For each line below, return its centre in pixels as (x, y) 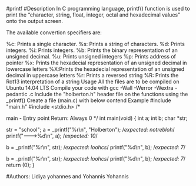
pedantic (17, 94)
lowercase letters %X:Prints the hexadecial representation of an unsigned (95, 69)
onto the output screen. (35, 21)
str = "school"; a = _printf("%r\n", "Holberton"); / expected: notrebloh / (90, 130)
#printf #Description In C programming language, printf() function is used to (98, 9)
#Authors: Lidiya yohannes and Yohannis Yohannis (67, 176)
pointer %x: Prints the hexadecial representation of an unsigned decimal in (97, 63)
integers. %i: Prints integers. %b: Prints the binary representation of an (92, 50)
